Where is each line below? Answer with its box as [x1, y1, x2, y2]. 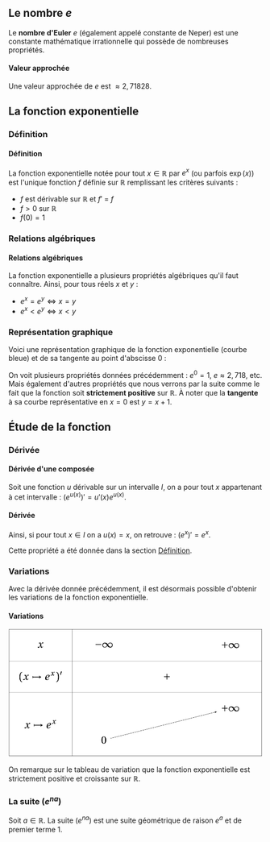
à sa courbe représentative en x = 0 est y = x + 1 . [8, 396, 172, 406]
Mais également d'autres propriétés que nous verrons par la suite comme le [8, 379, 260, 388]
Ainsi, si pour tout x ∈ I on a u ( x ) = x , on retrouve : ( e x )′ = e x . [8, 528, 211, 539]
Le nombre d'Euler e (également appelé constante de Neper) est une [8, 27, 239, 37]
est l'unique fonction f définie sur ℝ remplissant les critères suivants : [8, 177, 239, 188]
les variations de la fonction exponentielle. [8, 592, 149, 602]
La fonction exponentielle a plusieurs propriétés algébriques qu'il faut [8, 271, 239, 280]
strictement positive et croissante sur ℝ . [8, 774, 141, 783]
